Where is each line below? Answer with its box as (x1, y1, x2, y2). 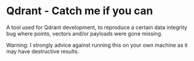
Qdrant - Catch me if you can (6, 4, 153, 18)
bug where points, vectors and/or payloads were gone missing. (6, 30, 163, 37)
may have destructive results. (6, 47, 79, 54)
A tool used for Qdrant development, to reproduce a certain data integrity (6, 24, 187, 31)
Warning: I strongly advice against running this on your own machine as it (6, 41, 188, 49)
